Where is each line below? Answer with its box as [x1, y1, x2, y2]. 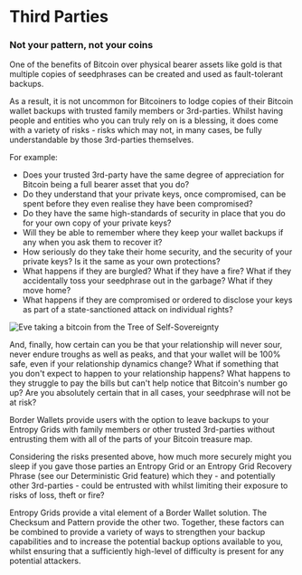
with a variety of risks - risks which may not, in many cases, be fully [9, 125, 262, 136]
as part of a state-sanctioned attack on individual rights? [22, 304, 233, 315]
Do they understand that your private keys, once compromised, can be [22, 188, 287, 200]
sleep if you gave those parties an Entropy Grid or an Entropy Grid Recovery [9, 461, 292, 472]
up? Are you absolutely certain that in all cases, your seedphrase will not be [9, 388, 291, 398]
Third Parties [9, 6, 109, 27]
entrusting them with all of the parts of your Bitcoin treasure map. [9, 434, 253, 445]
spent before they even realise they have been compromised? [22, 198, 253, 209]
